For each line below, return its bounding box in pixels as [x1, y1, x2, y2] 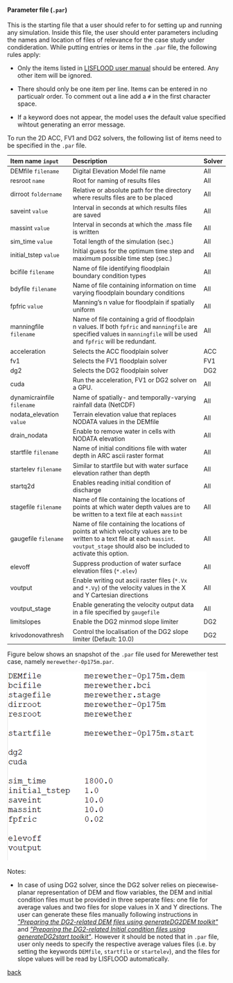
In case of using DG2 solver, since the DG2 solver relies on [17, 881, 186, 889]
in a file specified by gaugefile [72, 608, 160, 617]
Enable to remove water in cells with [72, 428, 175, 436]
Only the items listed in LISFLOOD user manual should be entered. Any [17, 64, 219, 72]
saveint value [10, 207, 49, 216]
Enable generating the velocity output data [72, 601, 194, 609]
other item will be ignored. [17, 72, 92, 80]
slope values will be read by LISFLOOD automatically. [17, 954, 170, 963]
